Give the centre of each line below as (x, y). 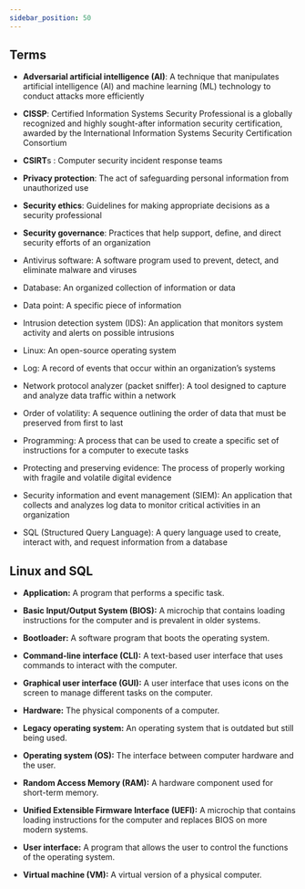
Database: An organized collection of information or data (129, 288)
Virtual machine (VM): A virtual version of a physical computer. (142, 875)
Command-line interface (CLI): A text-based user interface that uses (153, 656)
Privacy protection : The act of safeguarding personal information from (156, 178)
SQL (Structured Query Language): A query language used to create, (152, 533)
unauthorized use (56, 188)
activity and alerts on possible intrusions (98, 333)
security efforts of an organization (86, 243)
